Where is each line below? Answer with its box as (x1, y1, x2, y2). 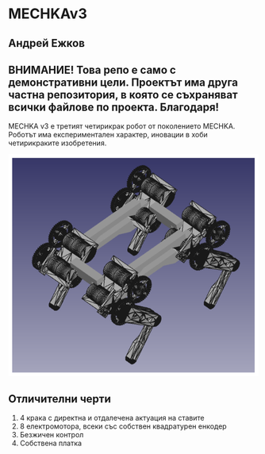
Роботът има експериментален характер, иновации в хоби (8, 130, 208, 140)
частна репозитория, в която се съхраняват (8, 88, 238, 102)
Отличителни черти (8, 392, 111, 406)
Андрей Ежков (8, 37, 86, 50)
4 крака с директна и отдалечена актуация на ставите (19, 414, 205, 423)
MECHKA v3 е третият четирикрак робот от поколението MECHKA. (8, 121, 236, 131)
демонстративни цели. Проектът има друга (8, 75, 239, 89)
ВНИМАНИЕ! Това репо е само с (8, 63, 176, 76)
